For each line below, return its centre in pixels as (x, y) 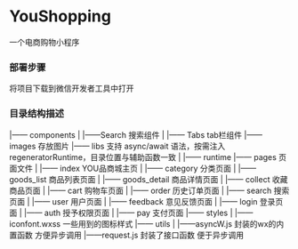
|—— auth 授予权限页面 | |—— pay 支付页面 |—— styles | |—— (138, 213)
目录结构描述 (37, 114)
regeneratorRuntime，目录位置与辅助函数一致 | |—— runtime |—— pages (143, 157)
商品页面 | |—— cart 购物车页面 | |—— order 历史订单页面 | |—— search (141, 190)
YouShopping (60, 16)
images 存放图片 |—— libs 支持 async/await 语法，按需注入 (117, 146)
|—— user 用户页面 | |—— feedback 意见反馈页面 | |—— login (145, 201)
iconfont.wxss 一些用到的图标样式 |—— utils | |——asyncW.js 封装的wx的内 (147, 223)
